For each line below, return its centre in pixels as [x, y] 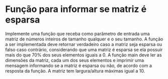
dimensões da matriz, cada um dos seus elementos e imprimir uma [75, 60]
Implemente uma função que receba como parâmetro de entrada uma [77, 33]
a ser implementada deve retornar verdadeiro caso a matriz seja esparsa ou [84, 44]
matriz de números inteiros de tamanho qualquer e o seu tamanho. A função [84, 39]
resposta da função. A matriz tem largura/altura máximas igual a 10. [75, 70]
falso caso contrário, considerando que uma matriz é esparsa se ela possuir [84, 49]
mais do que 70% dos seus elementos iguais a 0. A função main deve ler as [83, 55]
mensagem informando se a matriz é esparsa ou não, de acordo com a [79, 65]
